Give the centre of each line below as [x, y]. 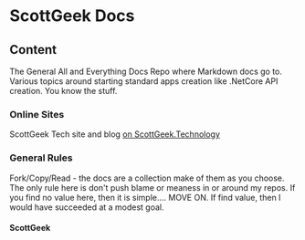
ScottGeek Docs [72, 16]
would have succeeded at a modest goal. [87, 207]
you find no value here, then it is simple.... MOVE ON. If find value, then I [145, 197]
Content [33, 50]
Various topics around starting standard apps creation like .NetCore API [144, 81]
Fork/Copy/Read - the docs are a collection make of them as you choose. [147, 178]
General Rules [41, 158]
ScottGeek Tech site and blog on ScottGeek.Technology [115, 134]
